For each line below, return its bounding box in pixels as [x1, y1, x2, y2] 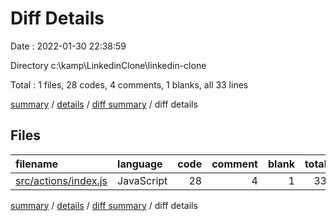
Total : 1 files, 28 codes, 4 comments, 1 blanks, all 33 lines [10, 78, 249, 91]
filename [15, 157, 59, 171]
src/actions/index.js [15, 173, 108, 187]
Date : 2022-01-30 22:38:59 [10, 40, 127, 52]
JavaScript [117, 173, 168, 187]
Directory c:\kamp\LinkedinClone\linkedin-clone [10, 59, 207, 71]
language [117, 157, 163, 171]
